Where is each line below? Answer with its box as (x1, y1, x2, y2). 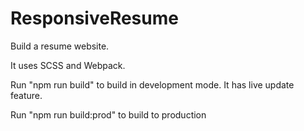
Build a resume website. (10, 40, 110, 52)
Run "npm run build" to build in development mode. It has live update (10, 78, 295, 91)
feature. (10, 89, 43, 101)
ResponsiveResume (10, 7, 179, 30)
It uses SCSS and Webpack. (10, 59, 126, 71)
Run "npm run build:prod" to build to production (10, 108, 207, 121)
